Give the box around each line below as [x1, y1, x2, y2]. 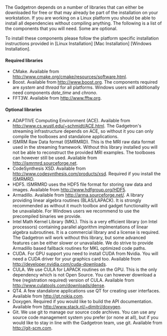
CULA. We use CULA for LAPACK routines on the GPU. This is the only [12, 266, 157, 272]
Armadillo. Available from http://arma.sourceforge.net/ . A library [12, 192, 144, 198]
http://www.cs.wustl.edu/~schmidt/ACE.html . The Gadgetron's [12, 123, 141, 129]
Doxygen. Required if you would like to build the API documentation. [12, 298, 153, 304]
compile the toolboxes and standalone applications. [12, 134, 119, 140]
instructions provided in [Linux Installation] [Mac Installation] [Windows [5, 41, 151, 47]
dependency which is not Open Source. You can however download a [12, 272, 156, 278]
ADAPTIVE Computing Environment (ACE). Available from [12, 118, 130, 124]
